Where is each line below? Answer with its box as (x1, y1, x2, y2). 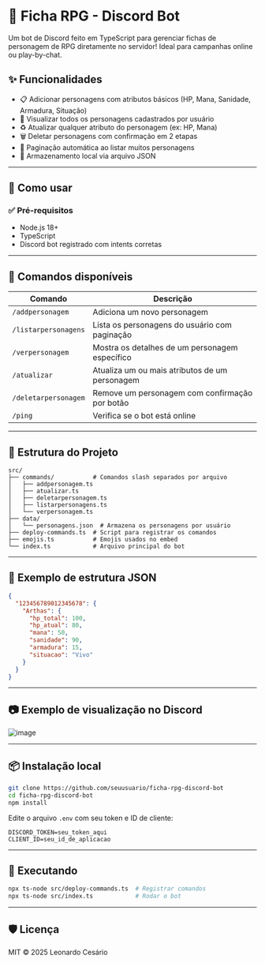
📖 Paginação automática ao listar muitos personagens (19, 142, 195, 152)
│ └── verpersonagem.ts (8, 508, 93, 516)
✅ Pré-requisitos (8, 205, 73, 216)
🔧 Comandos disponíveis (8, 270, 133, 283)
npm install (8, 799, 47, 807)
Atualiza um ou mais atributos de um (92, 365, 228, 376)
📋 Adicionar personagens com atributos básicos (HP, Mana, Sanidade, (19, 94, 251, 103)
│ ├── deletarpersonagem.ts (8, 494, 108, 502)
